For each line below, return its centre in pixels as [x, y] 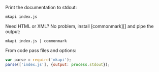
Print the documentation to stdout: [41, 7]
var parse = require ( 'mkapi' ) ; [38, 60]
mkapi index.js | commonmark [36, 41]
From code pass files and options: [41, 50]
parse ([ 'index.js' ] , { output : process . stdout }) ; [58, 64]
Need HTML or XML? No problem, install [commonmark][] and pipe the [80, 26]
